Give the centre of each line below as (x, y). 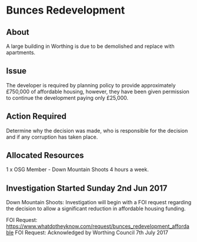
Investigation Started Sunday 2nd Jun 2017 (87, 188)
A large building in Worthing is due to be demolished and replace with (90, 46)
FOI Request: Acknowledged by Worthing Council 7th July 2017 (92, 233)
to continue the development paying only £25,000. (67, 97)
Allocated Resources (45, 156)
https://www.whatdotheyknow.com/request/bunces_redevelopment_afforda (98, 226)
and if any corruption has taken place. (52, 137)
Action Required (36, 117)
